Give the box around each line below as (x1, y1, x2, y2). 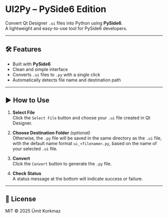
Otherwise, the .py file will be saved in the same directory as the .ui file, (12, 135, 162, 141)
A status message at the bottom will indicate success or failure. (12, 175, 143, 181)
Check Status (12, 170, 41, 176)
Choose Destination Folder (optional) (12, 129, 90, 135)
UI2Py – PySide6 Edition (5, 3, 106, 15)
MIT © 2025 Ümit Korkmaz (5, 208, 61, 214)
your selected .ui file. (12, 145, 58, 151)
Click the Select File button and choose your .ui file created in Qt (12, 114, 150, 120)
